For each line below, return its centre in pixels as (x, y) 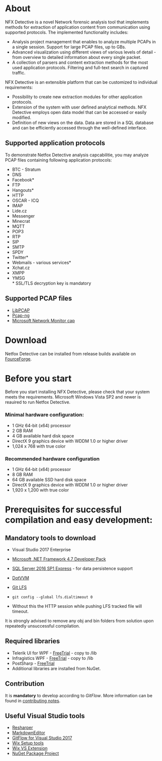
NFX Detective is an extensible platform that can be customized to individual (81, 82)
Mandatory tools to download (50, 538)
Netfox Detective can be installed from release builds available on (71, 354)
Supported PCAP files (39, 299)
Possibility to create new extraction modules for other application (77, 97)
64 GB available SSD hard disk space (49, 480)
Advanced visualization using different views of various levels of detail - (84, 52)
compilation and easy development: (79, 520)
